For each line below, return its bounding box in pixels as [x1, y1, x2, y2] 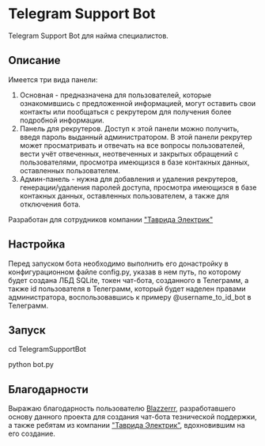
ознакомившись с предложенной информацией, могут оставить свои [19, 98, 256, 108]
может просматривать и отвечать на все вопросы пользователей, [19, 140, 245, 150]
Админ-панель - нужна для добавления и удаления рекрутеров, [19, 174, 238, 183]
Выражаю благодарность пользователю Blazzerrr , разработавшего [8, 404, 236, 414]
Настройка [8, 238, 66, 251]
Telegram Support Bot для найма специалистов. [8, 31, 168, 40]
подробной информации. [19, 115, 104, 125]
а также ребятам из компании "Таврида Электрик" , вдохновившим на [8, 421, 245, 430]
